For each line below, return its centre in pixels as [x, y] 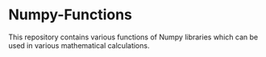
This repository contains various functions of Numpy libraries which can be [133, 37]
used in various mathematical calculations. [79, 45]
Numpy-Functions [71, 15]
